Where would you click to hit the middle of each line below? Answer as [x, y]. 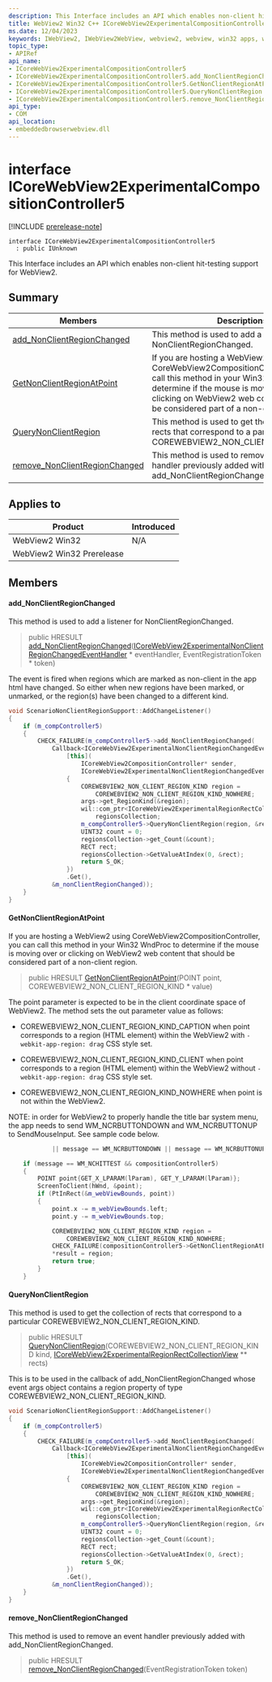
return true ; [73, 1261]
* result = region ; [83, 1254]
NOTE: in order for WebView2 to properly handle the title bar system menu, [134, 1117]
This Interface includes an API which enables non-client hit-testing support [134, 263]
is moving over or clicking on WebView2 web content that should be [122, 953]
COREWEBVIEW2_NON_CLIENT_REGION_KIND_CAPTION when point [135, 1026]
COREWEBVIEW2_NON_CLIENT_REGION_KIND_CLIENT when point [132, 1059]
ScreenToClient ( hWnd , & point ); [90, 1187]
